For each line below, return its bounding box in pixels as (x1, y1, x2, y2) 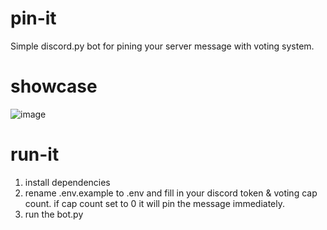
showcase (10, 75, 98, 98)
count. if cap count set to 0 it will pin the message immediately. (24, 197, 285, 209)
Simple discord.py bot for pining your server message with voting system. (10, 40, 315, 52)
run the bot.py (24, 208, 84, 220)
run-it (10, 143, 60, 166)
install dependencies (24, 176, 111, 188)
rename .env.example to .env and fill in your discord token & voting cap (24, 187, 318, 199)
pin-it (10, 7, 57, 30)
